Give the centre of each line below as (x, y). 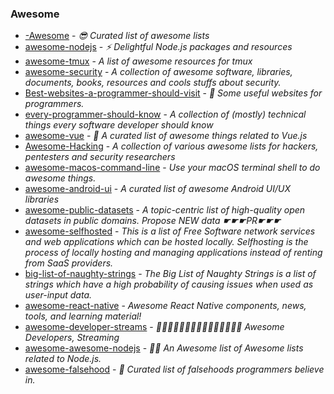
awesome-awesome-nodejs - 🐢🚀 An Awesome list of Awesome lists (164, 348)
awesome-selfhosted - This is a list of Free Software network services (170, 231)
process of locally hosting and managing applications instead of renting (173, 253)
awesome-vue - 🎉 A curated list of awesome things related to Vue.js (166, 136)
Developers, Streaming (72, 338)
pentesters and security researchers (100, 157)
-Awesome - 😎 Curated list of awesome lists (117, 36)
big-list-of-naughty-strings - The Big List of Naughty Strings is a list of (170, 274)
